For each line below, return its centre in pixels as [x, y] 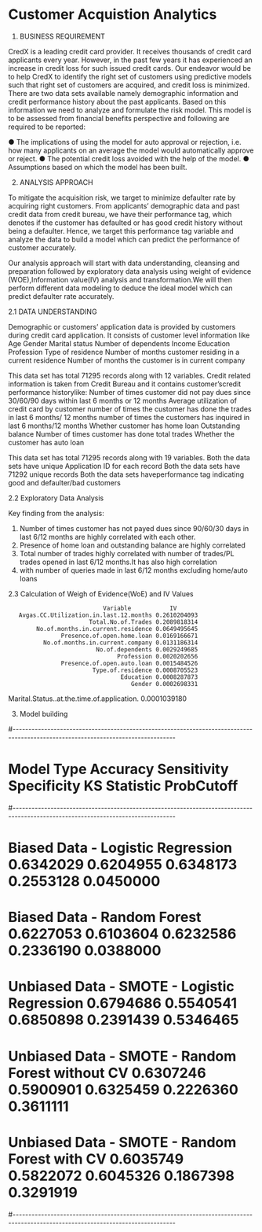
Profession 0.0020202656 [157, 656]
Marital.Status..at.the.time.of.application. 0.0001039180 [97, 699]
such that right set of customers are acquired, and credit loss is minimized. [129, 85]
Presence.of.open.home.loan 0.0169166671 [129, 636]
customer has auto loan [46, 442]
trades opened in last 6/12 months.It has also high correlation [118, 562]
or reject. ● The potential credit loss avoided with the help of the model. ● [129, 158]
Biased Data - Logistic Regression [120, 848]
